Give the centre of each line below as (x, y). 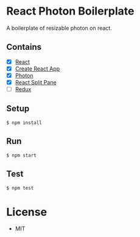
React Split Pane (36, 82)
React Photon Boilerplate (70, 11)
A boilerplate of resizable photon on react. (59, 28)
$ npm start (21, 155)
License (27, 212)
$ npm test (20, 188)
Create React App (37, 69)
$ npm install (24, 123)
